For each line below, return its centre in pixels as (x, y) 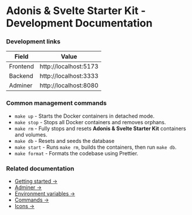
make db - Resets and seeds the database (64, 141)
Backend (21, 76)
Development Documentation (79, 23)
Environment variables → (45, 194)
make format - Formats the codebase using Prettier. (76, 153)
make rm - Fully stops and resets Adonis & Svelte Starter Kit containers (100, 128)
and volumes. (31, 134)
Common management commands (56, 103)
